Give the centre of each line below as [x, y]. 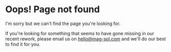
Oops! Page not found [52, 9]
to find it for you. [23, 44]
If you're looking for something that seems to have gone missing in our [80, 33]
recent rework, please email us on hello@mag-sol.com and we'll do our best [85, 39]
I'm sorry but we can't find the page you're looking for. [63, 23]
